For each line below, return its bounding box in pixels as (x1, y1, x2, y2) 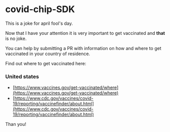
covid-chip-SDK (5, 4, 75, 15)
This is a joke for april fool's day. (5, 20, 73, 26)
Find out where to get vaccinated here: (5, 60, 86, 66)
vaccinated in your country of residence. (5, 51, 90, 57)
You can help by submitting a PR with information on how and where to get (5, 45, 161, 51)
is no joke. (5, 35, 27, 41)
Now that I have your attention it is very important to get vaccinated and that (5, 30, 165, 36)
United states (5, 73, 39, 80)
